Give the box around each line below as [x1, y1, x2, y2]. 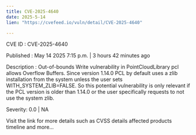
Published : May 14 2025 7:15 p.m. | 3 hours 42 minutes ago [6, 52, 150, 59]
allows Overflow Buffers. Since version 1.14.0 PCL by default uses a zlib [6, 70, 178, 77]
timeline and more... [6, 124, 54, 131]
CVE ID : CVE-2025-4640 [6, 41, 68, 48]
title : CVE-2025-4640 [6, 8, 59, 15]
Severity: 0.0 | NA [6, 106, 49, 113]
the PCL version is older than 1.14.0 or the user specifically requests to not [6, 89, 184, 96]
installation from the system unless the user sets [6, 76, 123, 83]
